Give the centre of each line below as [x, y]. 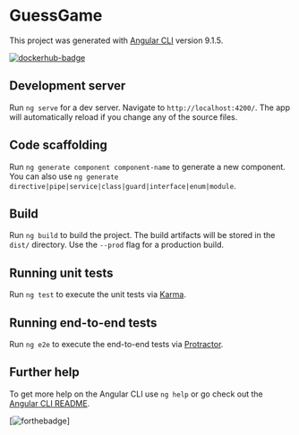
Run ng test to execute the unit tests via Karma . [98, 294]
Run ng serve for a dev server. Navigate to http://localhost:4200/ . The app [150, 107]
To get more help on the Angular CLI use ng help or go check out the [136, 394]
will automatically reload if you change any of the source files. [124, 116]
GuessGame [56, 16]
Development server [68, 86]
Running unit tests [61, 273]
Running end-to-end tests [83, 323]
